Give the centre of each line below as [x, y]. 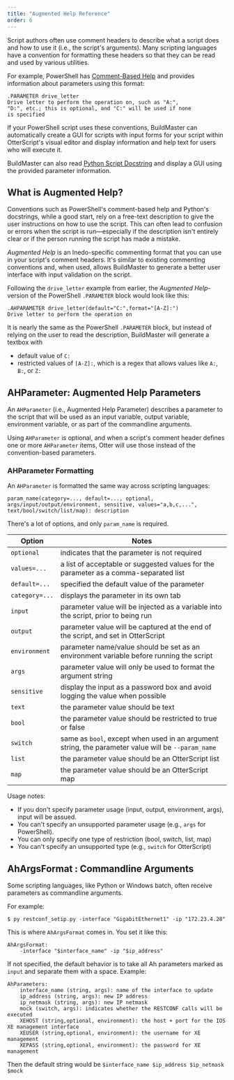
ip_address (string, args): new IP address [84, 997]
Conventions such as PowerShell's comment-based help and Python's [108, 209]
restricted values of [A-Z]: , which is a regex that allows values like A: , [117, 363]
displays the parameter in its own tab [120, 596]
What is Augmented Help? [65, 192]
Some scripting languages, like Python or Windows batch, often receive [110, 886]
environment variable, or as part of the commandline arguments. [100, 424]
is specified [26, 114]
